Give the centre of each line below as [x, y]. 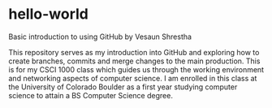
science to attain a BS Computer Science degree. [91, 95]
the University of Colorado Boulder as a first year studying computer [123, 87]
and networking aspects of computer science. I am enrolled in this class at [133, 78]
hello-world [49, 14]
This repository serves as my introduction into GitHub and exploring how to [134, 52]
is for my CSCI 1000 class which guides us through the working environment [136, 69]
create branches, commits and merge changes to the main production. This [134, 61]
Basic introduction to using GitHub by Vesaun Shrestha [100, 37]
